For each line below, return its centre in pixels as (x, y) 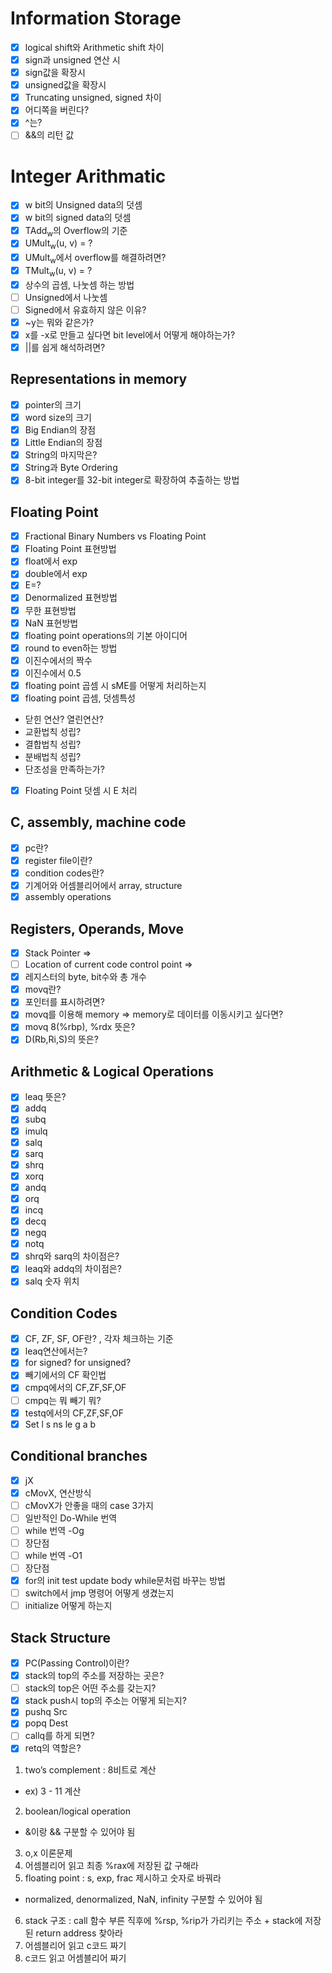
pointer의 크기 (53, 404)
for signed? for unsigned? (78, 1363)
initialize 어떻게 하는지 (68, 1606)
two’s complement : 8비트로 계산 (90, 1769)
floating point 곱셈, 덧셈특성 (80, 698)
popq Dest (46, 1723)
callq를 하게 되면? (59, 1736)
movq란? (43, 989)
